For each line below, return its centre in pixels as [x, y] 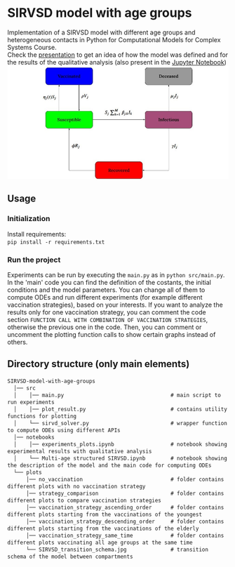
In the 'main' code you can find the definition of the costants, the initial [109, 283]
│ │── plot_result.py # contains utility [121, 409]
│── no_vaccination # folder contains [125, 479]
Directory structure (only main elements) [99, 364]
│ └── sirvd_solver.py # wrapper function [121, 423]
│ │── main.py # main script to [117, 395]
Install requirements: [37, 234]
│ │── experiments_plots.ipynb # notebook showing [121, 444]
